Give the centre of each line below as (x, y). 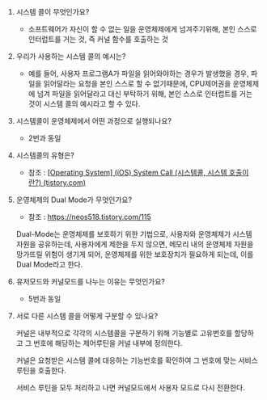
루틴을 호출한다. (41, 371)
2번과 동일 (44, 138)
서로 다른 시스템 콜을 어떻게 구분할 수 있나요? (87, 316)
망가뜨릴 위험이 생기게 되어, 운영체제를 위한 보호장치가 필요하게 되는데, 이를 (135, 254)
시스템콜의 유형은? (45, 155)
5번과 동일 (44, 299)
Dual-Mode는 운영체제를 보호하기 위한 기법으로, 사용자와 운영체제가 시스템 (134, 234)
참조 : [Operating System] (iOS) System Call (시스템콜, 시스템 (128, 173)
